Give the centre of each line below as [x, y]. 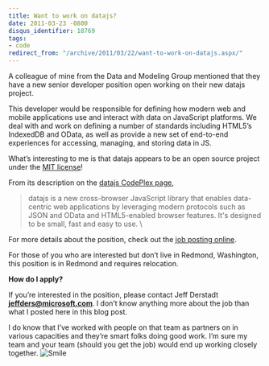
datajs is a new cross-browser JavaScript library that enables [130, 198]
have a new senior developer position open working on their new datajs [127, 84]
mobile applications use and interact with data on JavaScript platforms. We [133, 117]
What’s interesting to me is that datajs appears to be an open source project [134, 158]
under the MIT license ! [46, 167]
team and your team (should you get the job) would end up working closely [133, 344]
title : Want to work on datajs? [62, 16]
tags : [17, 38]
